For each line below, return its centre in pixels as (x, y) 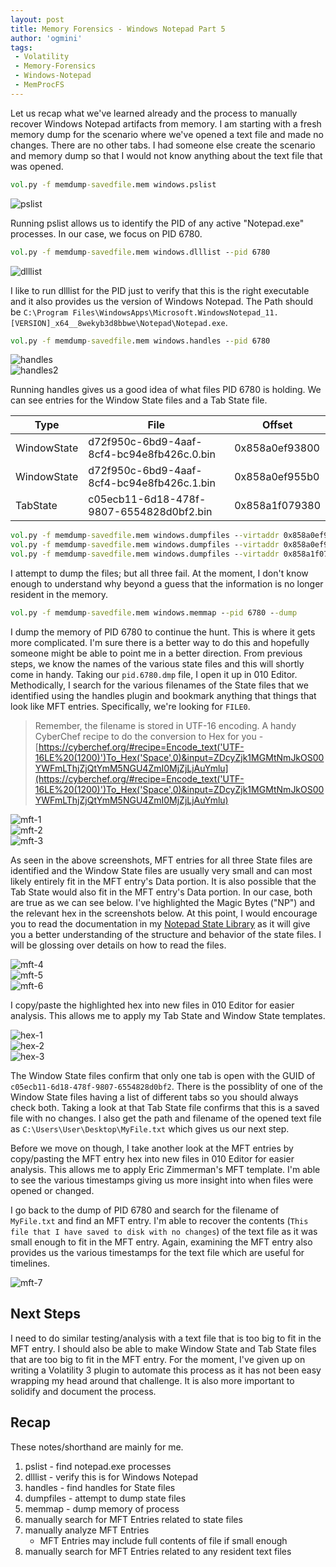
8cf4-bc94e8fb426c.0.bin (152, 454)
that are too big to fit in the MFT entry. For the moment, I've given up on (158, 1359)
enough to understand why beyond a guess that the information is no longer (167, 584)
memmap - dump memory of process (102, 1508)
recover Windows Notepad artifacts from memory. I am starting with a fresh (166, 123)
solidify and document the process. (83, 1391)
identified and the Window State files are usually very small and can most (161, 870)
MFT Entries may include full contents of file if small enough (163, 1540)
